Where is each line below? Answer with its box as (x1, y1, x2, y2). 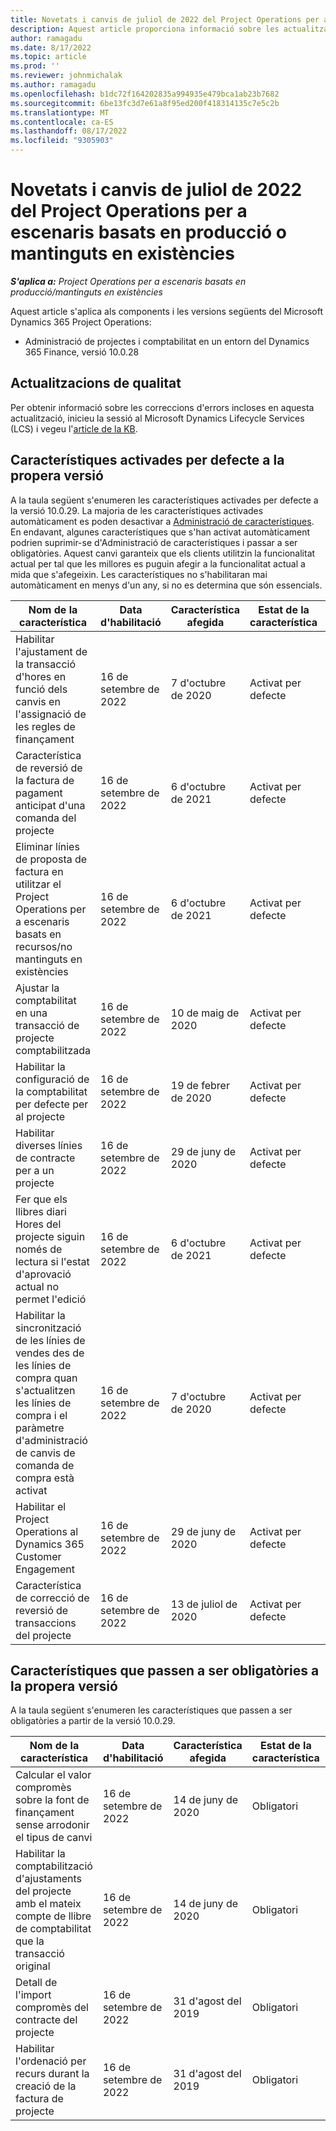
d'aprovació (15, 1267, 72, 1281)
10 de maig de (170, 1006, 240, 1020)
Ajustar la (15, 981, 60, 995)
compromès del (15, 2001, 89, 2015)
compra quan (15, 1371, 78, 1385)
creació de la (15, 2079, 77, 2093)
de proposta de (15, 852, 88, 866)
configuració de (15, 1072, 90, 1086)
